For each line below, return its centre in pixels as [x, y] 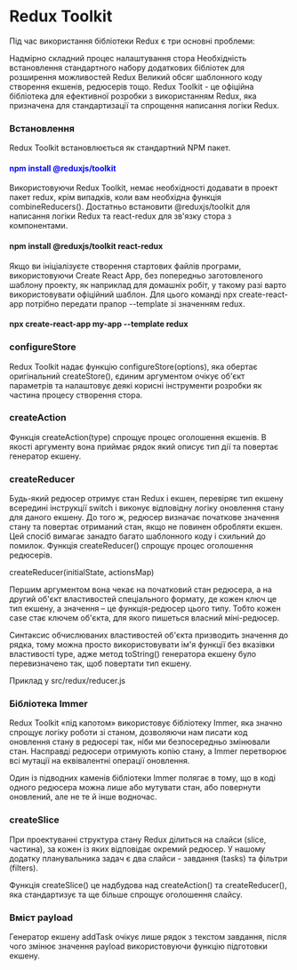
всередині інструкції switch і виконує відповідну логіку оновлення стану [147, 508]
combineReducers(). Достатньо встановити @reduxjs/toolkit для [130, 207]
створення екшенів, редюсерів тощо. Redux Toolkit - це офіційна [132, 86]
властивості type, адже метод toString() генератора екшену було [132, 654]
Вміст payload [41, 918]
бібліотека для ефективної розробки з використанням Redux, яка [133, 96]
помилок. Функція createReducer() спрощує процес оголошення [131, 546]
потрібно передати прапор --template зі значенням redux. [135, 303]
